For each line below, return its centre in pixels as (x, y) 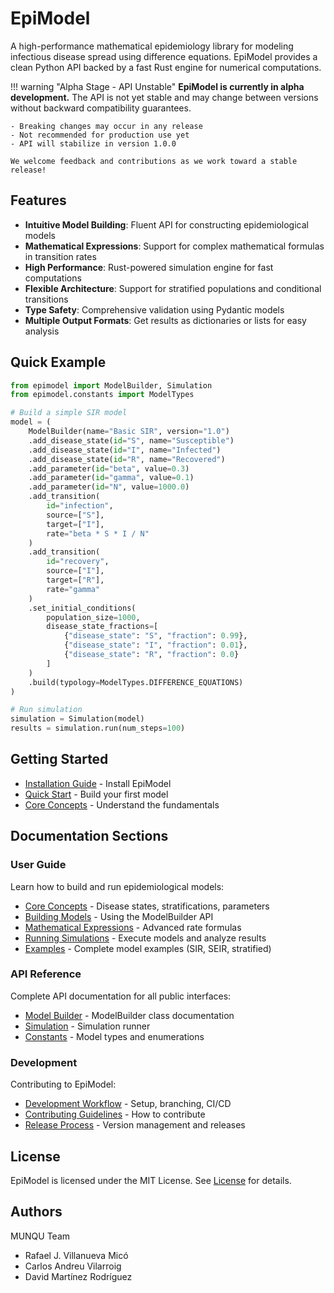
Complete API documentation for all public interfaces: (121, 996)
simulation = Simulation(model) (77, 719)
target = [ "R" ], (75, 580)
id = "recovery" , (78, 562)
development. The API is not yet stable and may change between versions (164, 97)
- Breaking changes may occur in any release (106, 126)
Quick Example (58, 362)
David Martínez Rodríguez (78, 1276)
